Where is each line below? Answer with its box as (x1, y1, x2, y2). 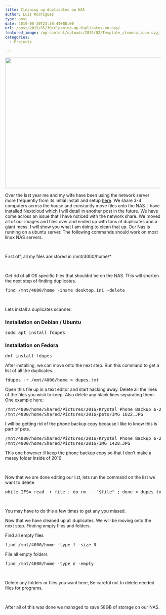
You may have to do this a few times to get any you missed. (5, 508, 126, 514)
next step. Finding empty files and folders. (5, 523, 91, 529)
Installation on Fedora (5, 342, 58, 349)
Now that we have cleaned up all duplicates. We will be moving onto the (5, 518, 152, 523)
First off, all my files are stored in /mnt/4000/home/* (5, 253, 112, 259)
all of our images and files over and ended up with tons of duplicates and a (5, 218, 158, 224)
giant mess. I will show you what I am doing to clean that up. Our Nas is (5, 224, 150, 230)
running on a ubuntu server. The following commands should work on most (5, 229, 158, 235)
